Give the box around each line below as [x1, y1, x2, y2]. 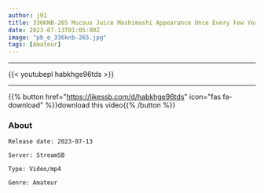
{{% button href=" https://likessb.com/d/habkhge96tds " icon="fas [8, 92, 222, 102]
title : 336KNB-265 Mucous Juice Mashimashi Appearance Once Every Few [8, 19, 244, 27]
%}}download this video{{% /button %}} [45, 100, 176, 110]
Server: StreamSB [8, 151, 65, 159]
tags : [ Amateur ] [8, 41, 61, 49]
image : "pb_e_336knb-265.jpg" [8, 33, 108, 42]
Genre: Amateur [8, 179, 58, 187]
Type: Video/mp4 [8, 166, 61, 173]
